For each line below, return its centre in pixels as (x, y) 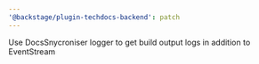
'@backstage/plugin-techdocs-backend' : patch (94, 17)
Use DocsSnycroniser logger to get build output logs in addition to (129, 42)
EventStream (32, 51)
